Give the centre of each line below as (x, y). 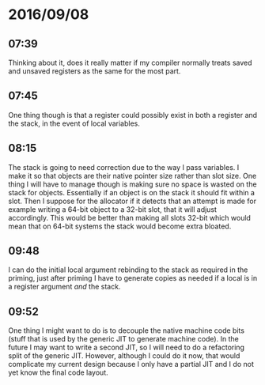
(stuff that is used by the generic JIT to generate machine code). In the (123, 339)
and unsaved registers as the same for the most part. (95, 71)
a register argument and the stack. (64, 287)
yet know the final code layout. (58, 372)
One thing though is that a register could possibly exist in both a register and (133, 115)
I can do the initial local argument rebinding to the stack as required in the (128, 270)
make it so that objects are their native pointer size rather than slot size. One (132, 176)
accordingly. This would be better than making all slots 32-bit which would (130, 217)
